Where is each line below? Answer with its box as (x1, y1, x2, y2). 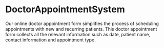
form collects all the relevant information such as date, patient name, (5, 31, 150, 37)
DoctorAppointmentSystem (5, 4, 125, 15)
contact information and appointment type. (5, 37, 96, 43)
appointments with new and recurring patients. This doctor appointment (5, 26, 157, 32)
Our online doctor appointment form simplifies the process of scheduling (5, 20, 159, 27)
